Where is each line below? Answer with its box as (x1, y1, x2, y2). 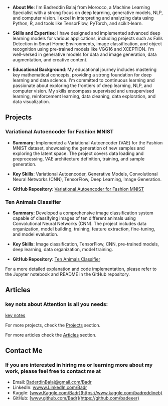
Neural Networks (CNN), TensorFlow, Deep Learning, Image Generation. (12, 176, 162, 182)
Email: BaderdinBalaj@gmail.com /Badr (12, 379, 92, 385)
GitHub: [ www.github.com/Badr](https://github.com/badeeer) (12, 395, 139, 401)
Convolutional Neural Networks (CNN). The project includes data (12, 220, 147, 226)
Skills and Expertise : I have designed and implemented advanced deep (12, 30, 160, 36)
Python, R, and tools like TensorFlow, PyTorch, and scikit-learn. (12, 20, 143, 26)
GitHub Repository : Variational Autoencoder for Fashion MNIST (12, 186, 144, 192)
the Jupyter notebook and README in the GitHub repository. (5, 271, 130, 277)
